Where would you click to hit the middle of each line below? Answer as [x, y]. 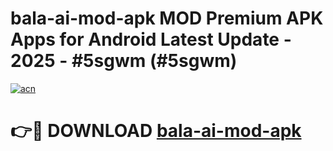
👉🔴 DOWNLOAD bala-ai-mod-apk [156, 131]
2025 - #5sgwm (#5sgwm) [124, 61]
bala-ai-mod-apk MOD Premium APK [167, 18]
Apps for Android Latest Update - [151, 39]
